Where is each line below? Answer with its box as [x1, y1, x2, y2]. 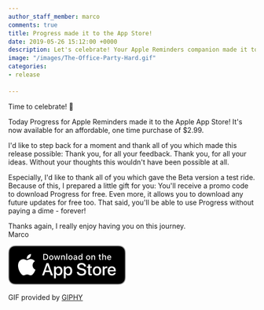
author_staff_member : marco [8, 13, 101, 20]
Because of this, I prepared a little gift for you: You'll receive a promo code [8, 181, 249, 190]
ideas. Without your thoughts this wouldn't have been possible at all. [8, 157, 229, 167]
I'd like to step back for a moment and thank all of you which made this [8, 140, 237, 149]
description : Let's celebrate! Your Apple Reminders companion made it [8, 46, 247, 54]
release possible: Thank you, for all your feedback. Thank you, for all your [8, 149, 247, 158]
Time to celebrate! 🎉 [8, 101, 74, 111]
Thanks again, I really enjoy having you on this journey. [8, 221, 186, 231]
